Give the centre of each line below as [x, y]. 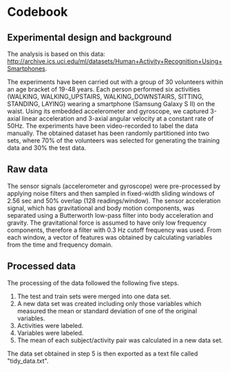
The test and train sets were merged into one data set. [94, 296]
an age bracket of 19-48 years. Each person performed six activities [104, 89]
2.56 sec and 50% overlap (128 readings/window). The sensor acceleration [114, 200]
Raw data [28, 169]
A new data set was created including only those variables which [109, 303]
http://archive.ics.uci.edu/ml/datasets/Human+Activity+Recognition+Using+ [115, 61]
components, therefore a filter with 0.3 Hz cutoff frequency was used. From [114, 230]
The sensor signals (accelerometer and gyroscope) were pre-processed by [114, 186]
